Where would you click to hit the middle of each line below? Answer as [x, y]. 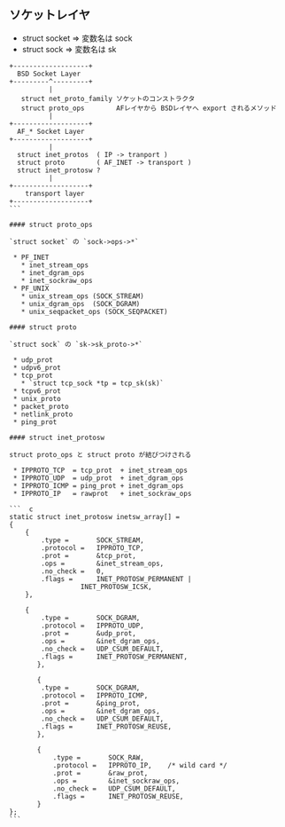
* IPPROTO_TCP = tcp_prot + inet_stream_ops [100, 470]
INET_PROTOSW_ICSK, [116, 587]
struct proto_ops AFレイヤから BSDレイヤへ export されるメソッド [149, 108]
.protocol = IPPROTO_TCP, [92, 547]
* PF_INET [31, 257]
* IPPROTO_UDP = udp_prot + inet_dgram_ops [98, 478]
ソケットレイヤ [50, 15]
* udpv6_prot [37, 367]
